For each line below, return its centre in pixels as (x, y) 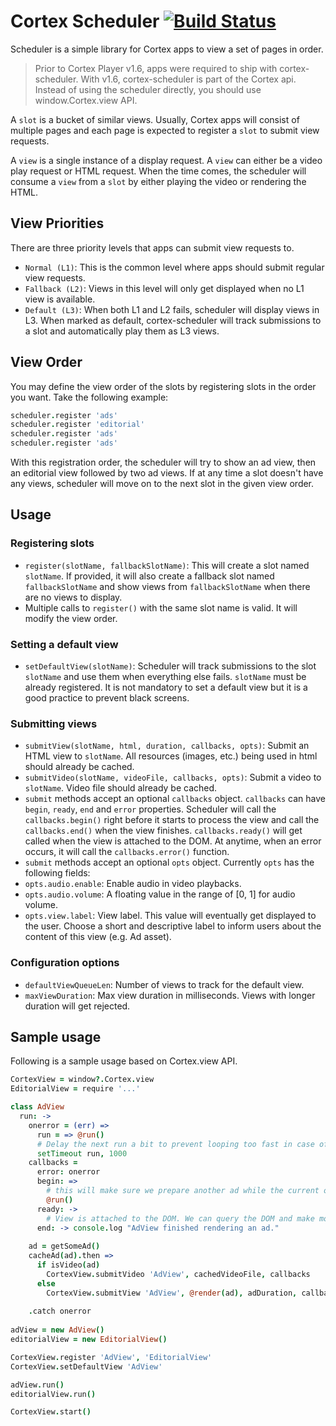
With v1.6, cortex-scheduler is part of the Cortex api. (188, 79)
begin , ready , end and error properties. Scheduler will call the (150, 809)
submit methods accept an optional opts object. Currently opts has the (169, 862)
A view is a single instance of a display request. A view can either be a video (166, 160)
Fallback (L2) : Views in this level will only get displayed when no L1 (164, 288)
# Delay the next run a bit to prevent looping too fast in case (175, 1144)
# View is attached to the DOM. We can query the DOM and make (180, 1218)
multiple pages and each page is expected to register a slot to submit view (165, 130)
